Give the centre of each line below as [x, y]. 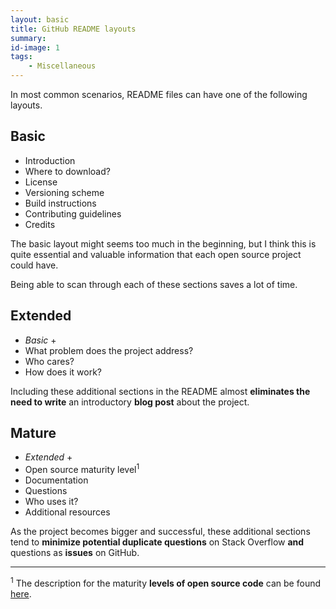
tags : [21, 57]
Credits [40, 224]
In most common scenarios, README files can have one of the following [159, 94]
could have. [34, 265]
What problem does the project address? [109, 350]
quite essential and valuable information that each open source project [156, 254]
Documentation [56, 480]
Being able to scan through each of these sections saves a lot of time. [154, 284]
